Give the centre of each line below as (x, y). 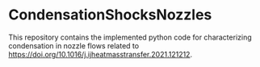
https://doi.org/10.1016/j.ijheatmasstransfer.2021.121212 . (100, 54)
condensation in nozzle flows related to (74, 45)
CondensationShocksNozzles (110, 15)
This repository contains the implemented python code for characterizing (130, 37)
